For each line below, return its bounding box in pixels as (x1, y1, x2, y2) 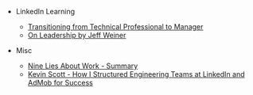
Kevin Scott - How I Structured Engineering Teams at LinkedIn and (27, 70, 245, 78)
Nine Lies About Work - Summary (27, 61, 138, 70)
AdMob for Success (27, 78, 93, 87)
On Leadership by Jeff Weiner (27, 31, 127, 40)
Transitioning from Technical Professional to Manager (27, 22, 204, 31)
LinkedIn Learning (15, 7, 76, 16)
